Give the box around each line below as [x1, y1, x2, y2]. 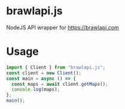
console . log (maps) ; [11, 86, 60, 93]
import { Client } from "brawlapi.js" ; [6, 64, 106, 70]
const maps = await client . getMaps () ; [11, 81, 109, 87]
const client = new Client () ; [6, 70, 82, 76]
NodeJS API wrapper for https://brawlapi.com [6, 24, 119, 31]
